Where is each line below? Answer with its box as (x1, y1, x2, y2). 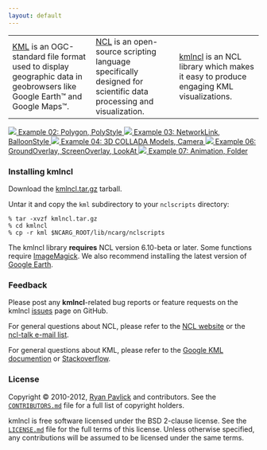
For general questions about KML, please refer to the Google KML (8, 346, 224, 355)
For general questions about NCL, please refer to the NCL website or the (8, 322, 246, 331)
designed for (95, 76, 144, 87)
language (95, 56, 131, 67)
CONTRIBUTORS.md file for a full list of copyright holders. (8, 400, 185, 410)
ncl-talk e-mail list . (8, 330, 69, 339)
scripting (123, 45, 157, 57)
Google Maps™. (12, 100, 70, 112)
